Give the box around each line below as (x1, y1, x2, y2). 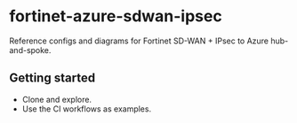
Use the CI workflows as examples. (21, 104, 152, 114)
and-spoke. (9, 44, 52, 55)
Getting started (9, 71, 96, 86)
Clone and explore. (21, 94, 92, 104)
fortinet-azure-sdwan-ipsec (9, 6, 222, 27)
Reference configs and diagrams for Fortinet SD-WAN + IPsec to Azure (9, 35, 269, 46)
